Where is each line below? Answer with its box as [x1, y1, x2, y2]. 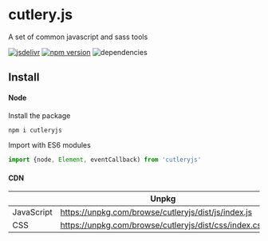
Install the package [8, 110, 71, 120]
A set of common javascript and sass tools [8, 32, 148, 41]
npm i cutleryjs [8, 126, 62, 134]
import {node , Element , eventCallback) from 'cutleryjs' [8, 156, 202, 164]
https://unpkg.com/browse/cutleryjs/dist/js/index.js [60, 207, 253, 218]
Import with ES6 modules [8, 140, 92, 150]
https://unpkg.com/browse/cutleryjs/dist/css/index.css [60, 219, 266, 231]
